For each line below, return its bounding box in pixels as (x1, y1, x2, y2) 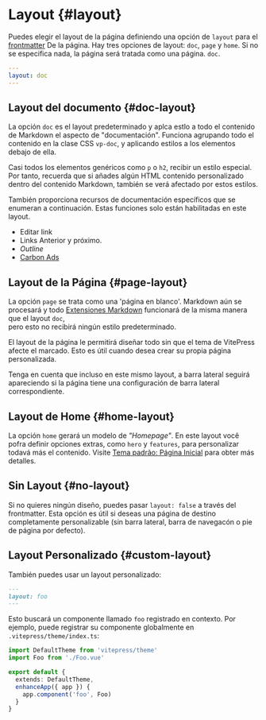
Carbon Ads (19, 253, 60, 262)
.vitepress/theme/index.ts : (8, 631, 100, 641)
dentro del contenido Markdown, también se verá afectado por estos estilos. (8, 180, 258, 189)
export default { (8, 668, 66, 676)
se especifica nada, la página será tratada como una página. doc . (8, 48, 221, 58)
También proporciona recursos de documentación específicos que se (8, 195, 236, 204)
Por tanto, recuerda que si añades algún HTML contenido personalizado (8, 171, 245, 180)
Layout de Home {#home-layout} (8, 409, 175, 423)
